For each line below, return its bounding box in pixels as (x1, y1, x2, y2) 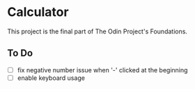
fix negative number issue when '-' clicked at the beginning (17, 65, 188, 74)
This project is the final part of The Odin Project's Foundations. (7, 27, 188, 35)
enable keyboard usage (17, 74, 86, 82)
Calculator (7, 4, 69, 20)
